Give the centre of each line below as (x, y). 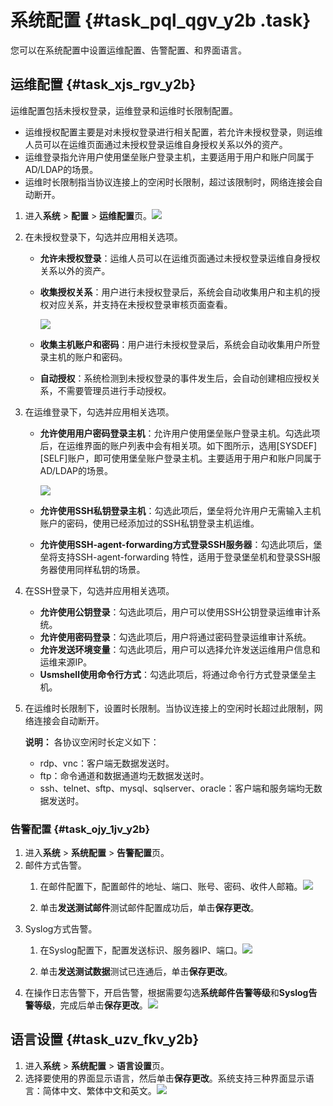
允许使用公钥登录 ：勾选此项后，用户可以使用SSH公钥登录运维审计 (175, 612)
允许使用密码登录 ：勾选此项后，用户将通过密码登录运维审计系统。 (175, 637)
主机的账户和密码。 (88, 357)
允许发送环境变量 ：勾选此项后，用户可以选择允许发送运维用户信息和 (180, 649)
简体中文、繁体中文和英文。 (99, 1090)
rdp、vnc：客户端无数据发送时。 (107, 763)
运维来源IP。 (66, 662)
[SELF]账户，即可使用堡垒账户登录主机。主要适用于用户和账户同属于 (180, 458)
